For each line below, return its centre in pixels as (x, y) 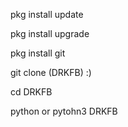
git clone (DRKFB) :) (51, 72)
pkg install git (38, 53)
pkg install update (47, 14)
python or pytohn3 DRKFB (64, 111)
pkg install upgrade (50, 33)
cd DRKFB (31, 92)
